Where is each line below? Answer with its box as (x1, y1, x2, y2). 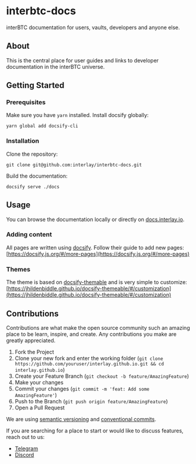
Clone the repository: (6, 150, 58, 157)
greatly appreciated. (6, 337, 56, 344)
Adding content (6, 231, 52, 239)
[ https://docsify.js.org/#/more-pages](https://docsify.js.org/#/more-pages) (6, 250, 190, 257)
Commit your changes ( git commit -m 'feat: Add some (14, 385, 150, 392)
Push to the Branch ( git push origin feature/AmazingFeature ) (14, 397, 168, 405)
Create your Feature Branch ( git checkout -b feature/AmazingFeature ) (14, 373, 189, 380)
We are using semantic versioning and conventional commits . (6, 415, 156, 422)
